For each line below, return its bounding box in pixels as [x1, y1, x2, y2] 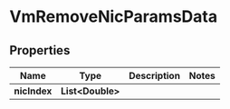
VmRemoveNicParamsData [9, 6, 218, 27]
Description [128, 70, 181, 82]
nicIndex [14, 84, 53, 97]
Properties [9, 43, 71, 58]
